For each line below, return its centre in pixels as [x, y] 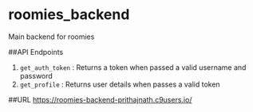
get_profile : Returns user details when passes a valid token [120, 84]
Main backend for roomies [51, 37]
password [36, 75]
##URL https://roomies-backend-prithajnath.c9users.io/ [100, 99]
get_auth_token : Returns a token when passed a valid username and [133, 67]
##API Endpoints [36, 52]
